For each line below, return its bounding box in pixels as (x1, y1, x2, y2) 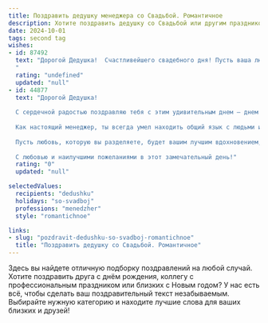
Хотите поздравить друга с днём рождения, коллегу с (8, 272, 194, 281)
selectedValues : (8, 182, 62, 190)
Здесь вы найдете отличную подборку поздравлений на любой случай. (8, 263, 253, 273)
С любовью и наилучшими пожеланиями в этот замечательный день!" (15, 153, 238, 161)
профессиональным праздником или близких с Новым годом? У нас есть (8, 281, 260, 289)
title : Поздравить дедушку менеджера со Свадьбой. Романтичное (8, 11, 223, 20)
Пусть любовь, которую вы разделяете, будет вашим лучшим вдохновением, (15, 138, 262, 146)
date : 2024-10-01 (8, 26, 66, 34)
